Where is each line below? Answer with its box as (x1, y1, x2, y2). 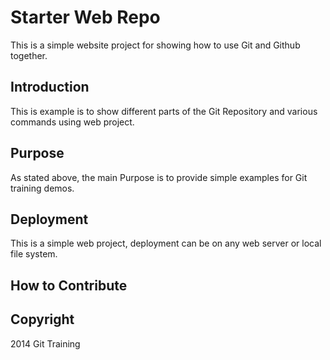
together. (10, 49, 48, 61)
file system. (10, 248, 58, 260)
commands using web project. (10, 116, 135, 128)
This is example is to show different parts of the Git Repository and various (10, 105, 318, 117)
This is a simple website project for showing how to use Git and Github (10, 39, 301, 51)
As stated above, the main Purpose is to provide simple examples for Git (10, 171, 308, 183)
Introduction (10, 79, 90, 96)
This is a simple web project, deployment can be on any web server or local (10, 237, 322, 250)
